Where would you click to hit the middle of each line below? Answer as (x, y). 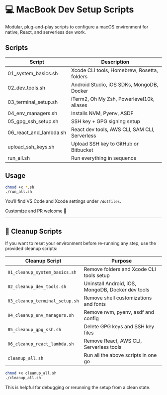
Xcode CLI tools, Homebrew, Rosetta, (115, 70)
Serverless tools (103, 347)
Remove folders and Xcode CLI (120, 269)
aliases (80, 105)
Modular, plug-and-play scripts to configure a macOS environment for (77, 27)
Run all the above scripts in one (120, 355)
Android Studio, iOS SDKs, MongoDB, (115, 84)
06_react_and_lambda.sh (37, 132)
